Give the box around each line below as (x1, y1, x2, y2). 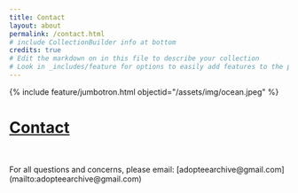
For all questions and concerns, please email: (9, 164, 175, 174)
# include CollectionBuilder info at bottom (9, 37, 176, 47)
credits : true (9, 46, 62, 55)
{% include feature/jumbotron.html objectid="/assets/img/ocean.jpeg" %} (9, 86, 279, 97)
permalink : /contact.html (9, 29, 105, 38)
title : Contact (9, 12, 66, 22)
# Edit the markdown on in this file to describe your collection (9, 54, 260, 63)
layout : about (9, 21, 62, 30)
